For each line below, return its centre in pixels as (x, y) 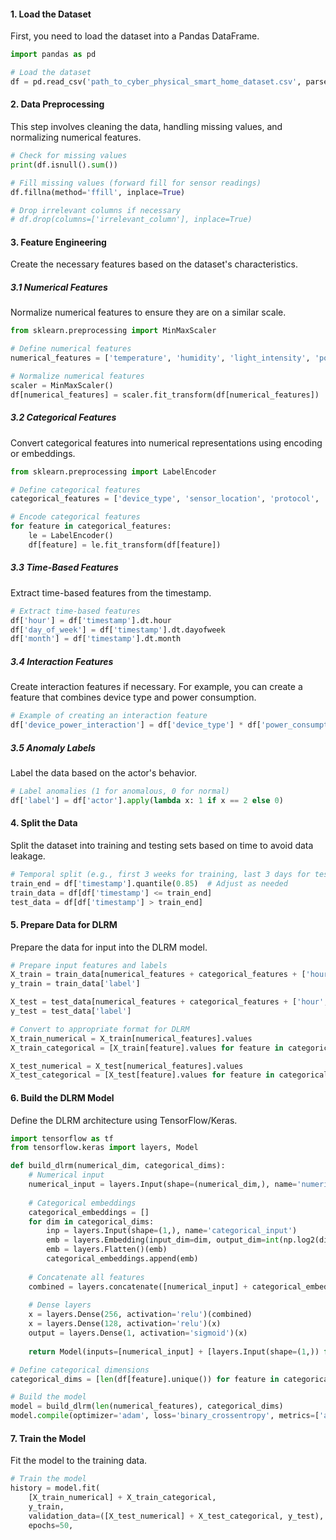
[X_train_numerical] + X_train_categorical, (122, 1498)
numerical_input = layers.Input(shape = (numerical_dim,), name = (163, 1185)
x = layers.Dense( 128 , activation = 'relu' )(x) (125, 1324)
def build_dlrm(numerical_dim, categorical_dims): (118, 1166)
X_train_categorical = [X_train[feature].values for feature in (147, 1048)
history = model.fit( (55, 1488)
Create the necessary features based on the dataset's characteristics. (154, 264)
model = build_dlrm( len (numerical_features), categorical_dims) (147, 1406)
